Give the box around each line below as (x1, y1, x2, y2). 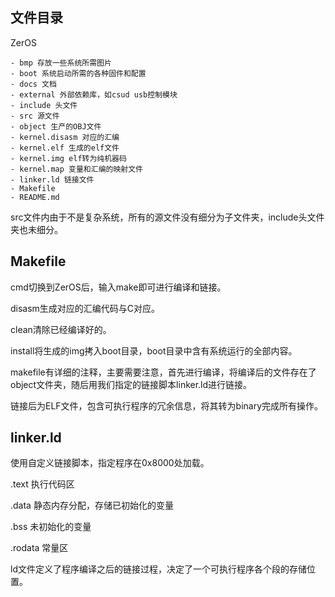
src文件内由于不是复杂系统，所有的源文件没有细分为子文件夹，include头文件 (10, 211, 325, 223)
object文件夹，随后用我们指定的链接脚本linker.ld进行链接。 (10, 378, 253, 390)
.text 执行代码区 (10, 478, 75, 490)
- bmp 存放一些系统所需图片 (10, 58, 112, 68)
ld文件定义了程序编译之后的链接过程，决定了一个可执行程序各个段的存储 (10, 563, 307, 575)
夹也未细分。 (10, 223, 63, 235)
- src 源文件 (10, 111, 60, 121)
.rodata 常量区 (10, 542, 69, 554)
